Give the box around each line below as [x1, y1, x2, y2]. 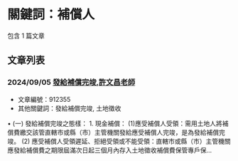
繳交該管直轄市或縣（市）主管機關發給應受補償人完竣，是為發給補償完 [19, 128, 225, 136]
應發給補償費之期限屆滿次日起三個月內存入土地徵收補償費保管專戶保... [7, 145, 212, 154]
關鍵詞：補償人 [7, 6, 95, 23]
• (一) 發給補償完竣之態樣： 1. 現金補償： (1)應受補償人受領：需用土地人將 [7, 119, 222, 128]
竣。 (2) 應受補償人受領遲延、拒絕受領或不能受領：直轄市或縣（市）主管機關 [7, 137, 231, 145]
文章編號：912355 [17, 95, 71, 103]
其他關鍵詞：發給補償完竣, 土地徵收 [17, 104, 121, 113]
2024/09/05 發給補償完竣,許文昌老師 [7, 78, 136, 88]
